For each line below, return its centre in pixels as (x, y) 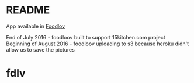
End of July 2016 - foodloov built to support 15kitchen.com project (86, 37)
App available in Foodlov (36, 26)
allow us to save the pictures (40, 49)
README (28, 10)
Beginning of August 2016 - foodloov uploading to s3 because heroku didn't (98, 44)
